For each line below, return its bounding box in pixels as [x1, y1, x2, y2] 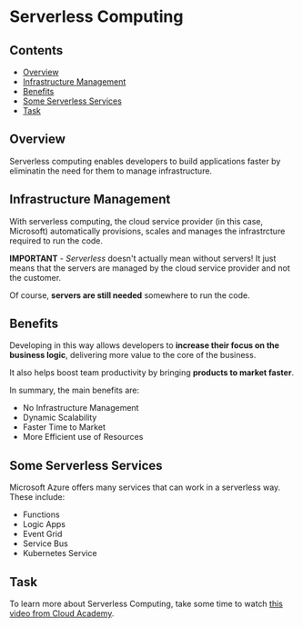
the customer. [9, 272, 62, 283]
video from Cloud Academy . [9, 608, 115, 619]
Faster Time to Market [22, 422, 106, 433]
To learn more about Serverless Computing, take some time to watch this [9, 598, 284, 610]
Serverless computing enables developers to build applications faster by [9, 155, 281, 166]
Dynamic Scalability [22, 412, 97, 424]
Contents [9, 43, 64, 58]
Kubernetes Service [22, 548, 97, 559]
